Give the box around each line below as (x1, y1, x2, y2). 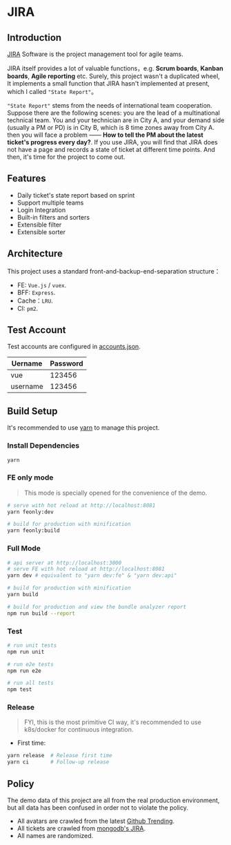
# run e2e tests (7, 661, 54, 667)
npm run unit (7, 648, 45, 655)
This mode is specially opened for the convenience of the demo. (23, 488, 208, 497)
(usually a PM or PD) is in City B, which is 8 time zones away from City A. (7, 124, 215, 131)
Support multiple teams (17, 198, 84, 207)
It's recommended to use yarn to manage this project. (7, 424, 160, 432)
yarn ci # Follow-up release (7, 759, 110, 766)
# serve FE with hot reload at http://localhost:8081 (7, 566, 165, 573)
